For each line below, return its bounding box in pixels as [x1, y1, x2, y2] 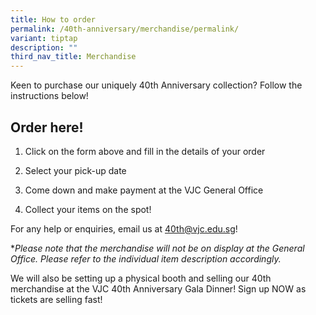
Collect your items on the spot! [24, 203, 152, 215]
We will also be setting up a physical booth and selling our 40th [10, 272, 272, 284]
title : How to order [10, 14, 97, 25]
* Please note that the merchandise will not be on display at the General [10, 242, 305, 254]
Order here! [10, 119, 84, 136]
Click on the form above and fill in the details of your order [24, 145, 266, 157]
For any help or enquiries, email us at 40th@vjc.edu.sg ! [10, 222, 238, 235]
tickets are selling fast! [10, 293, 103, 305]
